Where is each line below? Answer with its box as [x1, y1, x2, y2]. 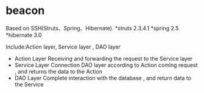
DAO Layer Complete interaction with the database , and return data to [14, 74, 191, 81]
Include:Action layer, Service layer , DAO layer [5, 43, 121, 50]
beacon [5, 4, 45, 18]
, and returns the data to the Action [14, 67, 103, 75]
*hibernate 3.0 [5, 31, 42, 38]
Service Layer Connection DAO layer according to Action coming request [14, 61, 198, 69]
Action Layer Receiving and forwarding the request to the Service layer [14, 55, 193, 62]
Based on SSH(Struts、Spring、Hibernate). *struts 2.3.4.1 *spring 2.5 [5, 24, 179, 32]
